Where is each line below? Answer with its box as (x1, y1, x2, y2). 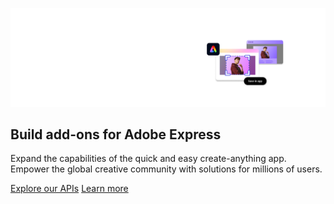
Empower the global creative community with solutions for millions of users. (10, 163, 323, 175)
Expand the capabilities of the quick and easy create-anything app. (10, 153, 287, 165)
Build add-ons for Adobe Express (10, 126, 222, 143)
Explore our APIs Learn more (10, 183, 129, 195)
